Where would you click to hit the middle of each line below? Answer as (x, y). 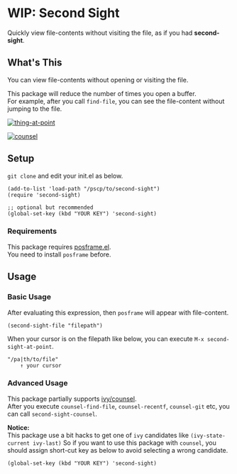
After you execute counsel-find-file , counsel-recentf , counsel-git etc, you (119, 406)
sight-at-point (30, 347)
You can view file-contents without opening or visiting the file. (98, 80)
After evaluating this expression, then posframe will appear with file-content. (118, 312)
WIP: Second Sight (64, 13)
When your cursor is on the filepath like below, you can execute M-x (106, 338)
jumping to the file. (35, 109)
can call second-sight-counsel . (53, 414)
